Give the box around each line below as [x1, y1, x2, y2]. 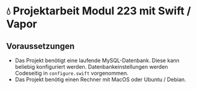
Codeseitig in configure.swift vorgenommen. [14, 70, 129, 76]
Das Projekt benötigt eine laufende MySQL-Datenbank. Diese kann [14, 57, 180, 64]
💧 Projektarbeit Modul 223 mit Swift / [6, 4, 191, 18]
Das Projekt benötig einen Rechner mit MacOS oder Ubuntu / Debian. [14, 76, 186, 83]
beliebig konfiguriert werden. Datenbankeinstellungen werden [14, 63, 168, 70]
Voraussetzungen [6, 41, 75, 51]
